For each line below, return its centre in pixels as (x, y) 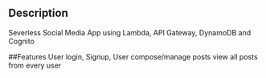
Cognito (21, 41)
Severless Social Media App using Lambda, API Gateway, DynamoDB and (130, 32)
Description (38, 13)
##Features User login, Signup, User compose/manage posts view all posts (133, 56)
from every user (35, 65)
